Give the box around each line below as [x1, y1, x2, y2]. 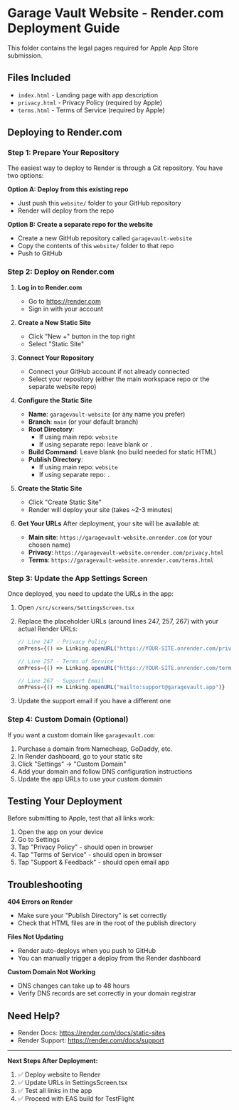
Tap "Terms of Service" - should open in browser [17, 850, 162, 859]
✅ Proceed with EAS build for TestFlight [17, 1094, 134, 1103]
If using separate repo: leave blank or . [38, 439, 154, 449]
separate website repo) [28, 382, 97, 390]
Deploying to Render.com [7, 127, 122, 139]
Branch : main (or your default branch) [28, 417, 139, 426]
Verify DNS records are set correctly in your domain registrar [17, 989, 197, 998]
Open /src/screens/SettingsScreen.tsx [17, 603, 135, 612]
